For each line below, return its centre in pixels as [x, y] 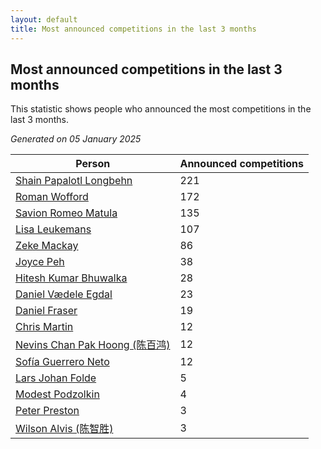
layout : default [44, 19]
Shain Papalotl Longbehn [74, 181]
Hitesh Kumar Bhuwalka [71, 278]
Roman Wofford [52, 197]
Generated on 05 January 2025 [76, 139]
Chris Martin [44, 327]
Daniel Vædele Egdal [64, 294]
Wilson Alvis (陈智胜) [64, 429]
